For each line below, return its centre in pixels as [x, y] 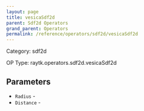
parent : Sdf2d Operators [37, 23]
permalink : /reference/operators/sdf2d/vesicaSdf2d [72, 34]
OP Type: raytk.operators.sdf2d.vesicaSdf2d [61, 63]
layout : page [22, 12]
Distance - [28, 102]
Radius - [25, 96]
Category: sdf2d [26, 51]
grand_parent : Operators [37, 28]
